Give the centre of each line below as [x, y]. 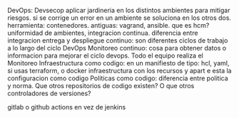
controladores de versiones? [49, 93]
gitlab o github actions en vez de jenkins [67, 107]
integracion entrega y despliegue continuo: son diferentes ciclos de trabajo [118, 41]
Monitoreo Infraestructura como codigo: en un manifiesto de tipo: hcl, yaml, [118, 63]
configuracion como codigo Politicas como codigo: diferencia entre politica [118, 78]
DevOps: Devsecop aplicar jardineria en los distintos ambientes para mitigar [119, 10]
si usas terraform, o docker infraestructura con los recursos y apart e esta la [119, 71]
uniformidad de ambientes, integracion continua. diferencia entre [103, 33]
